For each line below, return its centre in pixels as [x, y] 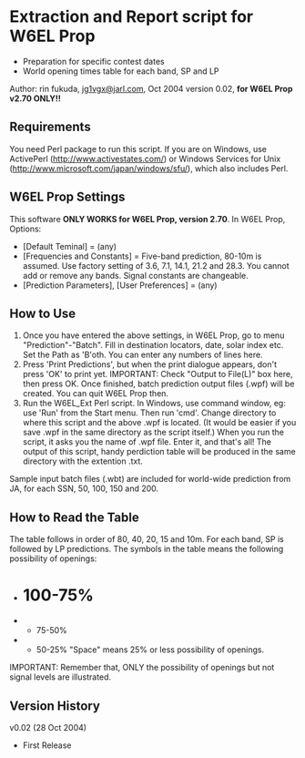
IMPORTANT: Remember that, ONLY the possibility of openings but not [142, 668]
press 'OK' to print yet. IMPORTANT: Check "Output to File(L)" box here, [158, 374]
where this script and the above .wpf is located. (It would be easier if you [159, 423]
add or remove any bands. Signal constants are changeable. [135, 275]
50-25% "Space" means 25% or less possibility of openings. [150, 650]
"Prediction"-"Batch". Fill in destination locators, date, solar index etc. [153, 345]
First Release [47, 745]
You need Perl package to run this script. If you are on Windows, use [138, 149]
